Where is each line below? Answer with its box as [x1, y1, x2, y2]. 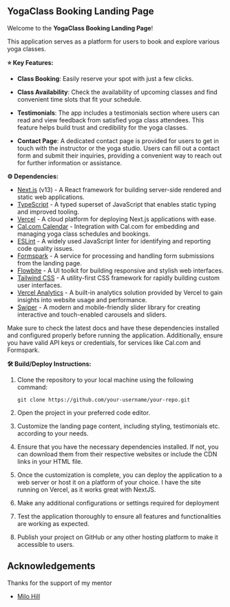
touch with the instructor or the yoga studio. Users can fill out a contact [17, 144, 220, 152]
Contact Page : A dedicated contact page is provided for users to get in [17, 136, 219, 144]
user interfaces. [17, 281, 62, 289]
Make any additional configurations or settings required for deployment [17, 498, 220, 507]
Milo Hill [17, 592, 41, 600]
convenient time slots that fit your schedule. [17, 95, 142, 103]
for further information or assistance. [17, 158, 123, 167]
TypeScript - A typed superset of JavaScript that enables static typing [17, 200, 217, 208]
